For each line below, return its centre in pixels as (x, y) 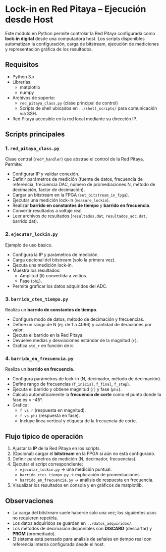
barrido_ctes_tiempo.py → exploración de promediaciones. (80, 475)
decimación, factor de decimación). (49, 190)
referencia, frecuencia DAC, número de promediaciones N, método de (84, 185)
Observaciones (29, 501)
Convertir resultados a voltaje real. (48, 211)
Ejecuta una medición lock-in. (43, 265)
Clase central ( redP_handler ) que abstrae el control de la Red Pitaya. (75, 159)
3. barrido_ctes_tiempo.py (37, 299)
